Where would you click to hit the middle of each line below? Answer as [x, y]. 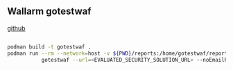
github [16, 28]
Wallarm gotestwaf [49, 11]
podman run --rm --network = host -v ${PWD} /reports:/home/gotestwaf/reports [119, 53]
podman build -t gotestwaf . [49, 47]
